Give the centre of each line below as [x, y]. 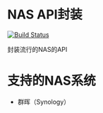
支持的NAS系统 [52, 81]
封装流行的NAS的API [37, 49]
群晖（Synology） [44, 102]
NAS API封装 [45, 15]
